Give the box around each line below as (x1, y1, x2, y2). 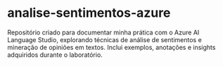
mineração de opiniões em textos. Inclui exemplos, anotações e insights (7, 43, 216, 51)
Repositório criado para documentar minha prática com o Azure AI (7, 28, 200, 37)
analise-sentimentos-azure (7, 5, 171, 21)
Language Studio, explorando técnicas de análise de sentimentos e (7, 35, 202, 44)
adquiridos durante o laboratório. (7, 51, 103, 59)
